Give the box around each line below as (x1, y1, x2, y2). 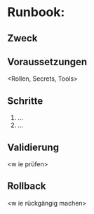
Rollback (7, 180, 46, 192)
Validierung (7, 141, 60, 153)
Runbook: (7, 4, 65, 20)
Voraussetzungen (7, 55, 88, 67)
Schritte (7, 95, 43, 107)
